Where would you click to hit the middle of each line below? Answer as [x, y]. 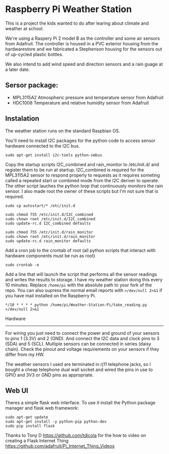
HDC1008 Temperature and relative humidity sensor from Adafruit [81, 103]
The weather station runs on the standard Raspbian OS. [63, 131]
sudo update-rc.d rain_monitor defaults [48, 241]
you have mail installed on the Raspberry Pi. [51, 295]
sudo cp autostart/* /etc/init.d [40, 206]
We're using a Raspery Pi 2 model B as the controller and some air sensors [82, 38]
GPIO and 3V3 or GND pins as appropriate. [50, 375]
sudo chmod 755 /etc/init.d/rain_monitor [49, 232]
